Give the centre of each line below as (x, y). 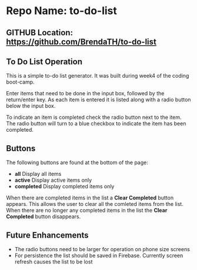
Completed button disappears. (44, 216)
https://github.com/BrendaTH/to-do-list (81, 41)
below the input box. (31, 106)
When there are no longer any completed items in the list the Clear (87, 211)
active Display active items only (53, 180)
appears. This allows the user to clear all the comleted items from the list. (95, 204)
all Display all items (38, 174)
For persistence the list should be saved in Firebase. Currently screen (99, 256)
